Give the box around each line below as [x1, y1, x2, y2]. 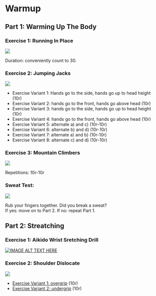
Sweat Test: [5, 182, 34, 189]
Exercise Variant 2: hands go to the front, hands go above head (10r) [12, 101, 151, 107]
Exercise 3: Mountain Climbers [5, 149, 80, 156]
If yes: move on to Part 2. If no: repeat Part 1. [5, 207, 96, 214]
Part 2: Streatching [5, 222, 64, 230]
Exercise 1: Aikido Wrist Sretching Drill [5, 237, 98, 243]
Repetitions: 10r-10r [5, 170, 45, 176]
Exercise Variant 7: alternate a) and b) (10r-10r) [12, 132, 107, 138]
